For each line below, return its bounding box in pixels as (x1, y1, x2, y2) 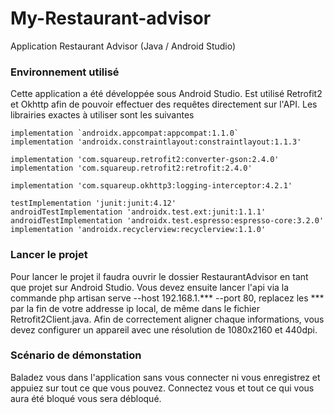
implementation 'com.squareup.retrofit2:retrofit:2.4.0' (10, 163, 253, 174)
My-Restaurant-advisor (10, 7, 212, 30)
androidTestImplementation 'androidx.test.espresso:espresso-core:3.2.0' (10, 216, 325, 226)
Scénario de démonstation (10, 348, 142, 362)
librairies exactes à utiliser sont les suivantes (10, 109, 195, 121)
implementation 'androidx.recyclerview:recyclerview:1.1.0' (10, 225, 267, 235)
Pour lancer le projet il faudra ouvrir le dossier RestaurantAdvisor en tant (10, 270, 309, 282)
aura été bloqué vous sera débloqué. (10, 392, 162, 404)
